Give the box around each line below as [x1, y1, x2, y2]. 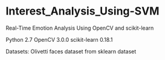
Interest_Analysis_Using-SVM [5, 4, 160, 18]
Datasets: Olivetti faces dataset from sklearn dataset [5, 47, 137, 55]
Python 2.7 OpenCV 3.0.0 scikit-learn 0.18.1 [5, 36, 113, 43]
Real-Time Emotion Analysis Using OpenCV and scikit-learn [5, 24, 154, 32]
